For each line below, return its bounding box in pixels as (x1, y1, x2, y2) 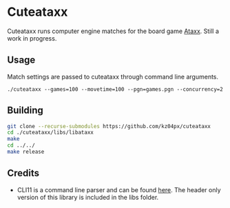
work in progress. (7, 34, 57, 42)
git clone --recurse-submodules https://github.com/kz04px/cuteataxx (7, 123, 211, 129)
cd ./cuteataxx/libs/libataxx (7, 129, 94, 136)
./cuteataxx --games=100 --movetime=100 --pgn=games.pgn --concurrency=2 (7, 85, 224, 93)
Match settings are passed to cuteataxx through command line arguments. (7, 72, 219, 81)
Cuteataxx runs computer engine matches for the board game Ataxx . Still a (7, 27, 219, 35)
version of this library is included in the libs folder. (17, 193, 159, 201)
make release (7, 149, 45, 156)
